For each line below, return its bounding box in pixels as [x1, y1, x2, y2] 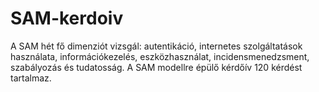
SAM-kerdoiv [10, 7, 124, 30]
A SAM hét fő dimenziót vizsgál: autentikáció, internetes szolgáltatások [10, 40, 303, 52]
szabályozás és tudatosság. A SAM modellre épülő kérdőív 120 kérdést [10, 61, 303, 73]
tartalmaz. [10, 72, 52, 84]
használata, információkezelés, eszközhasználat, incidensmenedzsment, [10, 50, 310, 62]
